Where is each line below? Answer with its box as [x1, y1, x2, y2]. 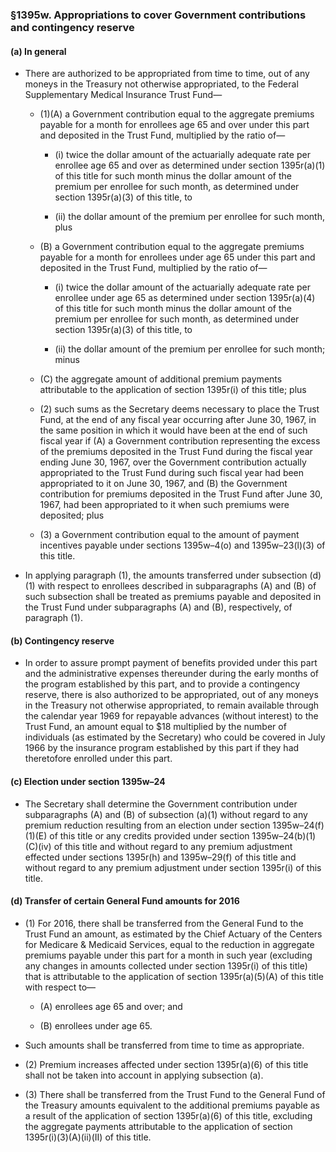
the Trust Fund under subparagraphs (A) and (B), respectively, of [24, 601, 293, 613]
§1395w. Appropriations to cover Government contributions [10, 8, 307, 22]
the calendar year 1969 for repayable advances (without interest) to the [24, 710, 319, 722]
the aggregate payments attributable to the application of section [24, 1120, 293, 1132]
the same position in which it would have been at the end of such [39, 424, 308, 437]
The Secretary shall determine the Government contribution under [24, 798, 298, 810]
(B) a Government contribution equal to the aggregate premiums [39, 241, 305, 253]
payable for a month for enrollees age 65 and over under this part [39, 119, 310, 131]
